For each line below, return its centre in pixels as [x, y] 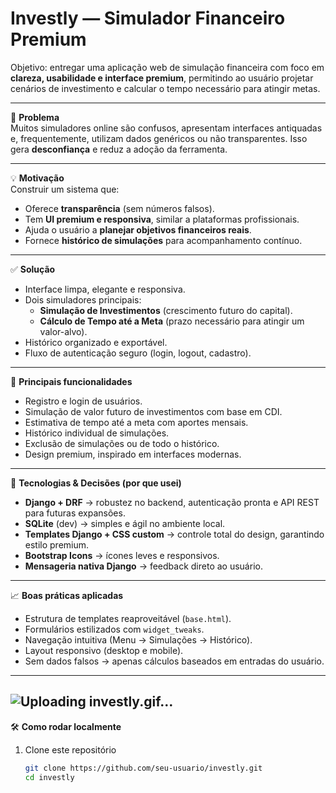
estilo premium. [57, 544]
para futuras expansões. [75, 513]
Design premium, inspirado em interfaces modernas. [133, 454]
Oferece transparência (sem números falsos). [119, 208]
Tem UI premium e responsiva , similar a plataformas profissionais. [162, 219]
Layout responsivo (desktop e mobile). [104, 650]
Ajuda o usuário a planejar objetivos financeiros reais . [138, 229]
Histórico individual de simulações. [97, 433]
